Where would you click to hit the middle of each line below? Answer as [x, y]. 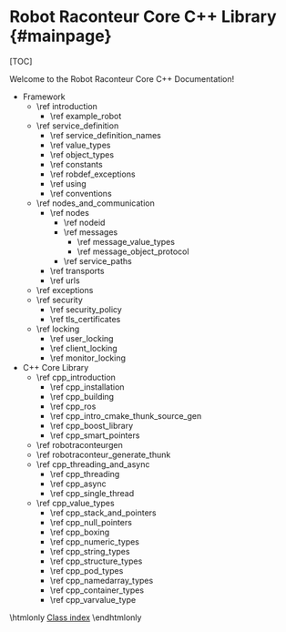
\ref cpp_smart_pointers [95, 435]
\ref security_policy [86, 309]
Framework [44, 97]
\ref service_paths [97, 260]
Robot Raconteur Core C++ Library [143, 17]
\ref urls [65, 280]
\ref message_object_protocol [133, 251]
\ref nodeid [84, 222]
